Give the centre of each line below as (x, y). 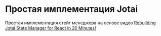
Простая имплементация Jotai (72, 9)
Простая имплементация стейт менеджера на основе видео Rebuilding (80, 23)
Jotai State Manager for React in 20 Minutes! (51, 28)
